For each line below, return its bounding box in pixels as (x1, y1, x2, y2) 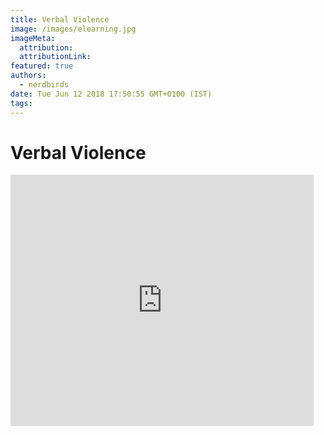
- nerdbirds (19, 80, 70, 90)
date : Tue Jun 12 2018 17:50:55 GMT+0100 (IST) (10, 89, 213, 99)
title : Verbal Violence (10, 14, 110, 25)
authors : (10, 71, 47, 81)
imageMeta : (10, 33, 56, 43)
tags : (10, 98, 33, 108)
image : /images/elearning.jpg (10, 24, 137, 34)
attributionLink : (19, 52, 92, 62)
